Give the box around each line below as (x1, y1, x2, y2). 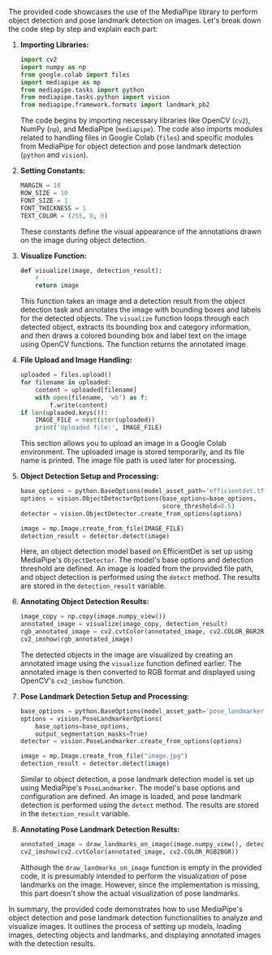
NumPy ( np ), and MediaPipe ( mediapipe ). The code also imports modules (19, 124, 263, 134)
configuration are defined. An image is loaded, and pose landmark (19, 792, 242, 801)
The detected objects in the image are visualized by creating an (19, 650, 233, 659)
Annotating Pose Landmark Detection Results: (19, 824, 180, 834)
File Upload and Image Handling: (19, 355, 132, 365)
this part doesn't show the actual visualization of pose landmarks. (19, 888, 241, 898)
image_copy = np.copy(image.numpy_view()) (19, 612, 166, 620)
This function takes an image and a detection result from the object (19, 296, 245, 306)
